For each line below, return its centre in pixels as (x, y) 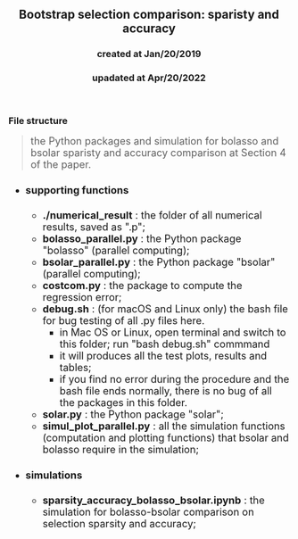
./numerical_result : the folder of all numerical (152, 216)
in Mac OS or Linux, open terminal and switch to (173, 332)
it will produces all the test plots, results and (163, 356)
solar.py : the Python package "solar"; (133, 415)
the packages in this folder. (124, 403)
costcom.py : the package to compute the (142, 286)
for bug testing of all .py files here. (124, 321)
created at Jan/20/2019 (149, 54)
